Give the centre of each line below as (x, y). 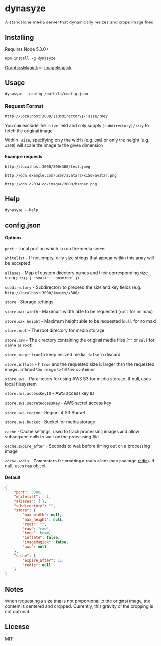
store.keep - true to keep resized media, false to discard (63, 355)
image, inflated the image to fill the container (50, 369)
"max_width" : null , (42, 515)
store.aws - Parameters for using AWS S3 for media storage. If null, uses (78, 379)
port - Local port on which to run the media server (56, 249)
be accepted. (18, 263)
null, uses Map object (25, 466)
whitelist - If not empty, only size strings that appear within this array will (80, 258)
